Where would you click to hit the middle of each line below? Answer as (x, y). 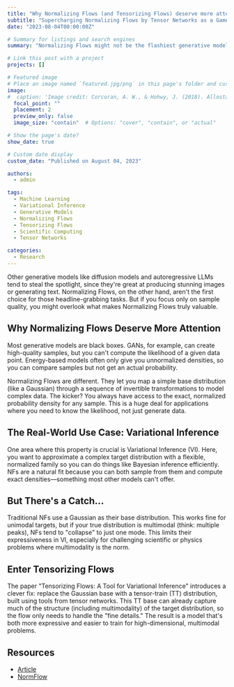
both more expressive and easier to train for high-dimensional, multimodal (113, 623)
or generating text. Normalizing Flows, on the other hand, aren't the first (110, 292)
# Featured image (32, 77)
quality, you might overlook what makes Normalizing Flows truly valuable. (112, 306)
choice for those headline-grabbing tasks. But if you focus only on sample (114, 299)
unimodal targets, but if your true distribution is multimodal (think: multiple (113, 525)
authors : (20, 174)
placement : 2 (32, 110)
